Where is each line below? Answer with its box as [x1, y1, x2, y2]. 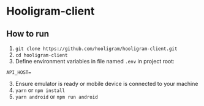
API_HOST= [6, 69, 32, 76]
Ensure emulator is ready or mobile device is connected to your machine [15, 80, 198, 87]
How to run [6, 29, 50, 39]
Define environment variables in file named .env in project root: [15, 58, 175, 65]
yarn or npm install [15, 87, 66, 94]
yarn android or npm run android [15, 93, 98, 100]
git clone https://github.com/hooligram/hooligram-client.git [15, 46, 178, 52]
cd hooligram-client [15, 52, 68, 58]
